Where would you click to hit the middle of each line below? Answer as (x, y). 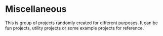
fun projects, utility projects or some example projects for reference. (75, 28)
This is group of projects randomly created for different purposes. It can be (81, 23)
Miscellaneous (36, 9)
